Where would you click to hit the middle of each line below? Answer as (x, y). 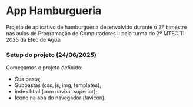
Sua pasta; (28, 79)
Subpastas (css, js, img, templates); (58, 85)
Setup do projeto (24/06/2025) (51, 55)
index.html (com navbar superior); (56, 92)
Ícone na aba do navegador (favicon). (60, 98)
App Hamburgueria (54, 11)
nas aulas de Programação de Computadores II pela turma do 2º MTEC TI (95, 33)
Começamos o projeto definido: (44, 68)
